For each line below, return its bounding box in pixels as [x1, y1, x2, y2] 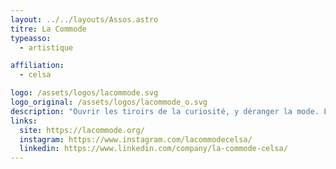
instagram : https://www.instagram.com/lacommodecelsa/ [19, 134, 253, 145]
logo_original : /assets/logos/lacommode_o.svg [10, 97, 208, 107]
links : [10, 116, 38, 126]
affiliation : [10, 61, 65, 71]
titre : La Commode [10, 24, 87, 34]
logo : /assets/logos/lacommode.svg [10, 88, 159, 98]
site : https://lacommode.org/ [19, 125, 145, 135]
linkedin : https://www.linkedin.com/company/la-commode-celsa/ [19, 144, 288, 154]
